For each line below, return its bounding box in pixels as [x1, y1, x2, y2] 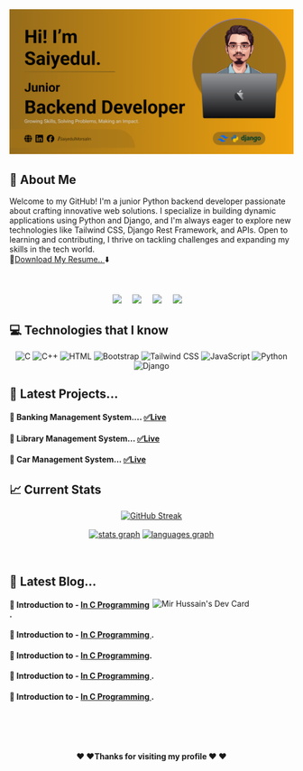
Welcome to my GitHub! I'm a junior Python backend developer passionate [9, 196, 286, 207]
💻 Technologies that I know [9, 322, 169, 337]
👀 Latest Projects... [9, 387, 119, 402]
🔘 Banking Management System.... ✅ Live [9, 412, 167, 423]
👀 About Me [9, 171, 77, 188]
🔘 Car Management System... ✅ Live [9, 454, 146, 465]
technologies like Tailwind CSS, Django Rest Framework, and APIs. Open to [9, 225, 289, 235]
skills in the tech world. [9, 243, 96, 255]
